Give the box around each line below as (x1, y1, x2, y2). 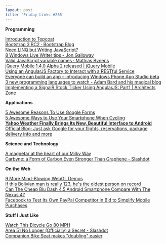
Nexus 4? (5, 191, 25, 197)
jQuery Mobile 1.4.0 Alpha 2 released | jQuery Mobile (5, 63, 115, 69)
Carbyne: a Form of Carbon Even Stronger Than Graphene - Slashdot (5, 155, 150, 162)
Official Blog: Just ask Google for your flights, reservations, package (5, 125, 148, 132)
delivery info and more (5, 131, 52, 137)
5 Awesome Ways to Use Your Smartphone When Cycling (5, 114, 126, 120)
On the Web (5, 166, 31, 172)
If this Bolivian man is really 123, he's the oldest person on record (5, 181, 141, 187)
